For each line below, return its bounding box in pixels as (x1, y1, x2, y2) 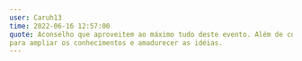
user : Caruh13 (9, 13, 63, 22)
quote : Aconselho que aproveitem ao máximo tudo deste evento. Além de (9, 30, 283, 39)
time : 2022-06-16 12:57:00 (9, 22, 111, 30)
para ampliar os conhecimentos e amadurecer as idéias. (9, 38, 223, 48)
